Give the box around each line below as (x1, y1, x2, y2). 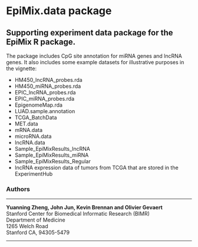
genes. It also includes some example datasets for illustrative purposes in (6, 59, 184, 65)
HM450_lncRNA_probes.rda (14, 77, 82, 83)
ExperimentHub (14, 170, 53, 177)
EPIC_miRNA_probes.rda (14, 95, 75, 102)
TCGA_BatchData (14, 114, 57, 121)
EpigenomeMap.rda (14, 101, 63, 108)
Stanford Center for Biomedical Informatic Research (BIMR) (6, 210, 150, 218)
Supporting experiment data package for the (6, 28, 173, 38)
